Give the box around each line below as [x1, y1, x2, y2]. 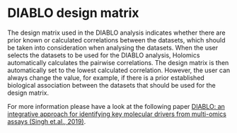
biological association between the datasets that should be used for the [7, 81, 216, 89]
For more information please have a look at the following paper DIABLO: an [7, 102, 225, 110]
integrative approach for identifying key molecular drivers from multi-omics [7, 110, 226, 118]
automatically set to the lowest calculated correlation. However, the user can [7, 66, 231, 74]
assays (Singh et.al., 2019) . [7, 117, 86, 125]
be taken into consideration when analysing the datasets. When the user [7, 43, 219, 52]
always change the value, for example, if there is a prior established [7, 73, 205, 82]
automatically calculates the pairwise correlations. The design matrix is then [7, 58, 229, 66]
